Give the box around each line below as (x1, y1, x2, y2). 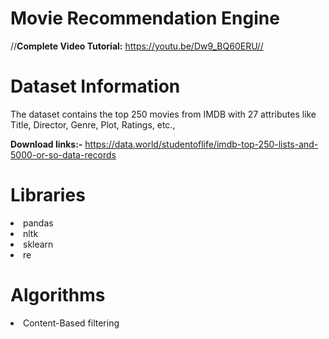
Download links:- (10, 138, 83, 150)
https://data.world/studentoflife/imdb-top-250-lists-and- (84, 138, 319, 150)
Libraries (10, 184, 86, 207)
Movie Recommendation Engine (10, 7, 280, 30)
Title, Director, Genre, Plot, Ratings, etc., (10, 118, 176, 131)
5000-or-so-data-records (10, 148, 117, 161)
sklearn (23, 238, 54, 250)
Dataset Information (10, 75, 181, 98)
